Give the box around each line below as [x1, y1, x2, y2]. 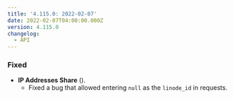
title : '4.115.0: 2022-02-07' [7, 10, 98, 18]
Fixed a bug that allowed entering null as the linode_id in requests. [28, 83, 228, 92]
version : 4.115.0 [7, 23, 59, 30]
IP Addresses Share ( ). [17, 76, 86, 85]
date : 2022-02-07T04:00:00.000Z [7, 17, 103, 24]
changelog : [7, 30, 40, 37]
